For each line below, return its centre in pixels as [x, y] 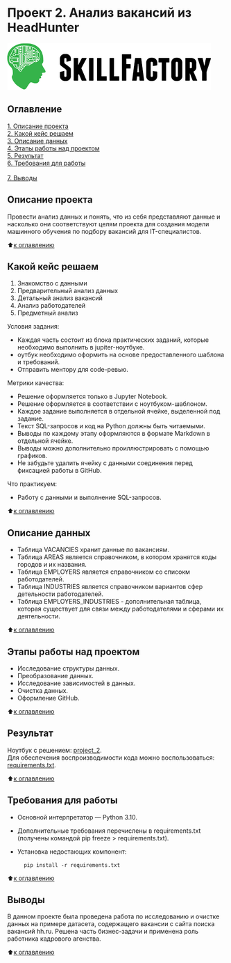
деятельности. [39, 616]
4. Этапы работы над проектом [53, 148]
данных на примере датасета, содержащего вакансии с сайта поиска [111, 924]
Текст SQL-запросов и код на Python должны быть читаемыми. [111, 426]
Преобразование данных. [55, 676]
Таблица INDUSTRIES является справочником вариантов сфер [110, 587]
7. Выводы [22, 178]
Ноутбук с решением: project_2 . [54, 750]
